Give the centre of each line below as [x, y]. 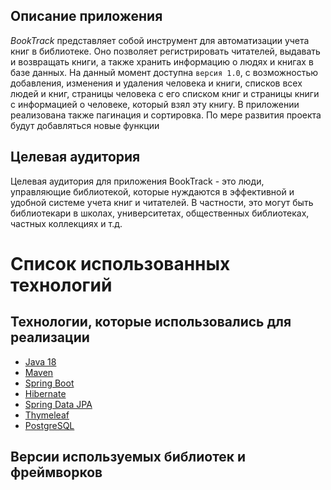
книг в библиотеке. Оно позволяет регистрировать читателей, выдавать [165, 51]
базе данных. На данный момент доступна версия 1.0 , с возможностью [164, 72]
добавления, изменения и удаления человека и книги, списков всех [156, 83]
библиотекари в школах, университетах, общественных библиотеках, [160, 213]
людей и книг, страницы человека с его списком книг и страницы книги [165, 93]
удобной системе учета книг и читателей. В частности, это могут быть [162, 202]
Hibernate [45, 393]
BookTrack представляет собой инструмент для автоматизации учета [160, 40]
